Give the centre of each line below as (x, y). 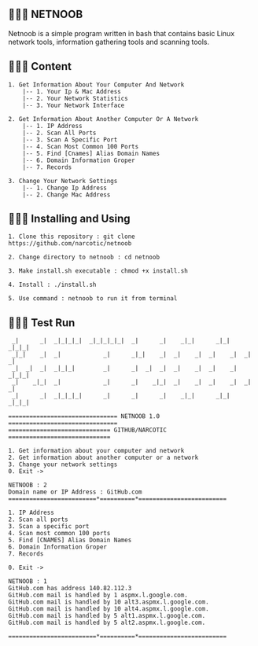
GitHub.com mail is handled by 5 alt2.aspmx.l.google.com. (107, 623)
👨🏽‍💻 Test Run (42, 323)
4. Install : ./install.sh (52, 285)
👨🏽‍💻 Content (40, 66)
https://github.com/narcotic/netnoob (70, 244)
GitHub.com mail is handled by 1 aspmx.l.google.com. (98, 595)
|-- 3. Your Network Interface (74, 105)
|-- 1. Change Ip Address (65, 188)
